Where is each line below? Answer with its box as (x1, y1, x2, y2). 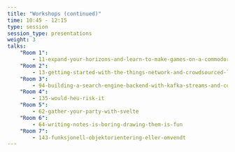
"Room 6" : (20, 114, 49, 121)
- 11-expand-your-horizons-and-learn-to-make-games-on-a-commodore (32, 56, 233, 63)
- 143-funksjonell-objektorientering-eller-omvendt (32, 134, 187, 141)
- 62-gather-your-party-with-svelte (32, 108, 139, 115)
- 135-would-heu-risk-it (32, 95, 105, 102)
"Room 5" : (20, 102, 49, 109)
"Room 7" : (20, 127, 49, 134)
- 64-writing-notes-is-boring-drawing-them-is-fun (32, 120, 183, 128)
